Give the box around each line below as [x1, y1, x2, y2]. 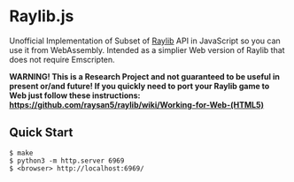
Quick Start [9, 125, 73, 140]
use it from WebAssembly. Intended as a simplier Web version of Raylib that [9, 44, 285, 55]
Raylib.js [9, 6, 74, 27]
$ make [9, 148, 34, 157]
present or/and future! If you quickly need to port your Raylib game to [9, 80, 270, 91]
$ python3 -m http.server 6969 [9, 156, 125, 165]
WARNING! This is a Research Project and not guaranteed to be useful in [9, 71, 281, 81]
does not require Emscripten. [9, 54, 115, 64]
